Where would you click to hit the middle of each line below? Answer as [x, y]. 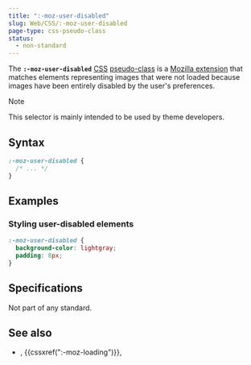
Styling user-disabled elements [71, 224]
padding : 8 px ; [39, 255]
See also [30, 332]
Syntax [27, 142]
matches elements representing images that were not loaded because [124, 77]
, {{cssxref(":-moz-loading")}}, [71, 352]
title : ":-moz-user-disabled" [59, 16]
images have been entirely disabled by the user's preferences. [112, 86]
